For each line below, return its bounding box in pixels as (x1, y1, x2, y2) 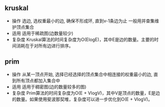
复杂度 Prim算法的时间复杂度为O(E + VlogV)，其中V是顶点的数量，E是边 (11, 90, 160, 96)
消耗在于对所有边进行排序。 (16, 42, 73, 49)
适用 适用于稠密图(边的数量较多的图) (11, 84, 87, 90)
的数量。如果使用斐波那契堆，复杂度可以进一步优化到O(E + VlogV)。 (11, 96, 153, 102)
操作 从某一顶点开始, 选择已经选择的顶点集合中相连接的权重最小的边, (11, 71, 153, 77)
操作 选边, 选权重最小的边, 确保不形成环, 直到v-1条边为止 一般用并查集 (11, 17, 155, 24)
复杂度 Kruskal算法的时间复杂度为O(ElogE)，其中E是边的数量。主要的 (11, 36, 155, 42)
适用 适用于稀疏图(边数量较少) (11, 30, 73, 36)
